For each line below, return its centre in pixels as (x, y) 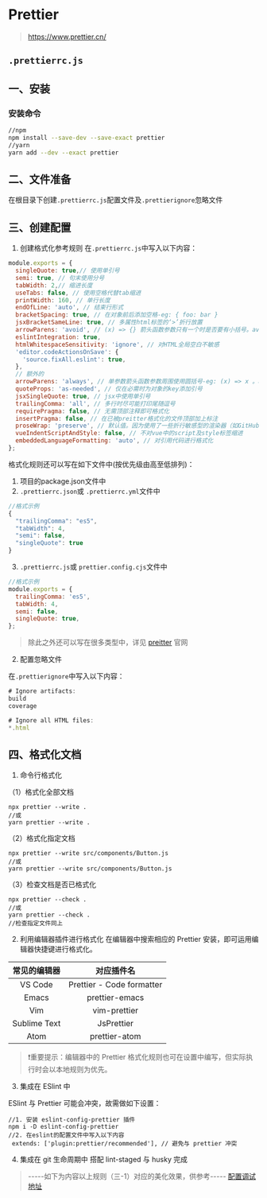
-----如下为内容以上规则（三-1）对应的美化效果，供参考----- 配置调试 (142, 1177)
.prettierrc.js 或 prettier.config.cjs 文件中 (93, 567)
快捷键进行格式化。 (65, 949)
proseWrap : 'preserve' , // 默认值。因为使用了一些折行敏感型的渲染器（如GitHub (137, 426)
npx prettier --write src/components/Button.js (89, 854)
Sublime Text (37, 1024)
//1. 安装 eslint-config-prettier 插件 (72, 1120)
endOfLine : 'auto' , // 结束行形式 (70, 308)
